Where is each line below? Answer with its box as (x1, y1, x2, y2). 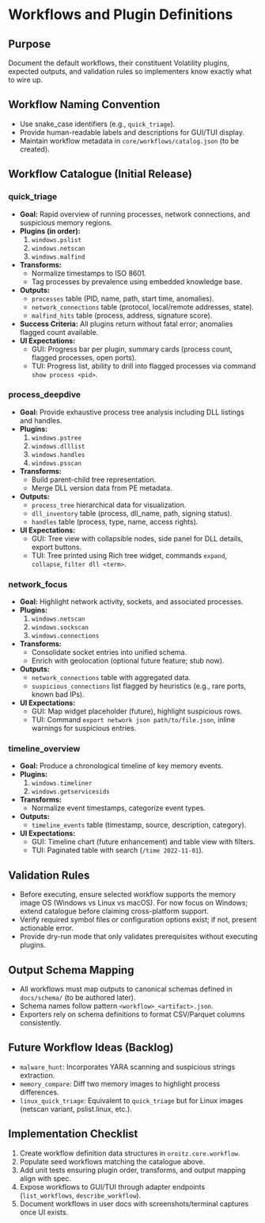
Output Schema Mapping (8, 963, 134, 977)
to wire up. (8, 75, 44, 84)
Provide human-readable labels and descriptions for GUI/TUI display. (19, 127, 245, 137)
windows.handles (31, 451, 85, 459)
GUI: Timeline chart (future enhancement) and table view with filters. (31, 837, 256, 847)
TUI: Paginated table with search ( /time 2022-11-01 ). (31, 845, 204, 855)
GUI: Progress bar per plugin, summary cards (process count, (31, 344, 233, 354)
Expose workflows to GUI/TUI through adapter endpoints (19, 1182, 206, 1191)
